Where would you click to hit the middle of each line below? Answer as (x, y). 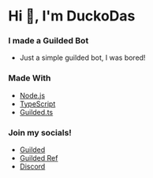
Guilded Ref (39, 158)
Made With (30, 78)
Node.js (32, 95)
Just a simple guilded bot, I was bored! (82, 57)
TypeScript (37, 104)
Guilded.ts (36, 112)
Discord (32, 167)
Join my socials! (40, 132)
